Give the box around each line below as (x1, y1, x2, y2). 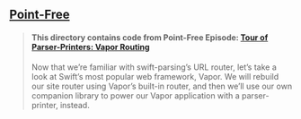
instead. (59, 99, 90, 110)
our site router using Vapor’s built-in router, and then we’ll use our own (31, 81, 293, 91)
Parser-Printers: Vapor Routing (31, 41, 150, 52)
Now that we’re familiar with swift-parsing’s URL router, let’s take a (31, 62, 277, 72)
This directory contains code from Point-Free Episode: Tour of (31, 31, 269, 43)
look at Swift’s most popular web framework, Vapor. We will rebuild (31, 71, 279, 81)
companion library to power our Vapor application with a (31, 89, 240, 101)
